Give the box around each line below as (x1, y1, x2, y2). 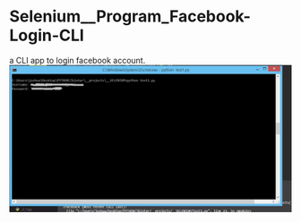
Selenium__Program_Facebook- (9, 6, 251, 27)
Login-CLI (9, 25, 85, 46)
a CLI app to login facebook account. (9, 55, 146, 65)
